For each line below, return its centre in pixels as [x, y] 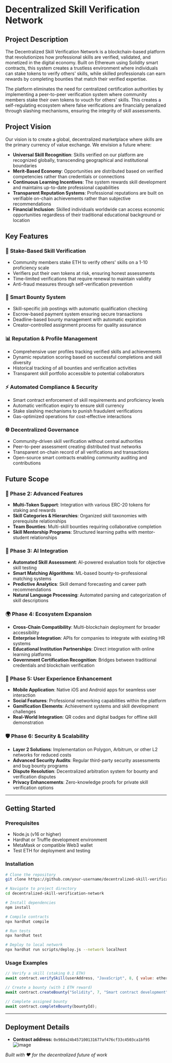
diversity [22, 363]
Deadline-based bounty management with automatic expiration [79, 319]
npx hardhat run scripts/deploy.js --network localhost [66, 950]
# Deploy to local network [34, 945]
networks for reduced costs [42, 755]
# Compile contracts [27, 917]
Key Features [27, 237]
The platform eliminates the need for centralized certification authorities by [84, 89]
